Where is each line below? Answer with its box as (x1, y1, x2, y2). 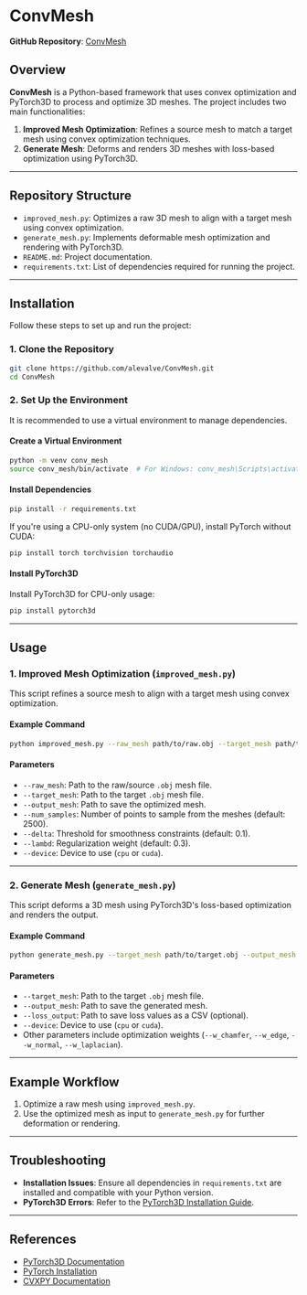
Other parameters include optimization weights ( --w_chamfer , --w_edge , (22, 1030, 290, 1041)
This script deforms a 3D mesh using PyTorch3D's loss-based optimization (9, 899, 292, 910)
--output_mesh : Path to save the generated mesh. (22, 1001, 208, 1011)
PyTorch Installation (22, 1266, 98, 1277)
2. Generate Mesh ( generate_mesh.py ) (9, 879, 176, 892)
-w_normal (22, 1041, 61, 1050)
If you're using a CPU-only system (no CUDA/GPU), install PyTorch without (9, 520, 291, 531)
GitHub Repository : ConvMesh (9, 36, 127, 47)
